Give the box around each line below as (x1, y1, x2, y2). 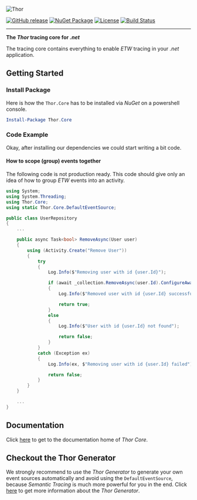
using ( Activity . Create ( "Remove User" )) (27, 247, 127, 254)
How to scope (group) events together (6, 157, 101, 164)
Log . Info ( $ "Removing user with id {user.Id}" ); (47, 269, 167, 275)
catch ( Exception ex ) (37, 350, 91, 356)
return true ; (58, 301, 91, 308)
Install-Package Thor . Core (6, 117, 72, 123)
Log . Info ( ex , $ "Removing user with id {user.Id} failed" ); (47, 361, 195, 367)
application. (6, 52, 35, 58)
